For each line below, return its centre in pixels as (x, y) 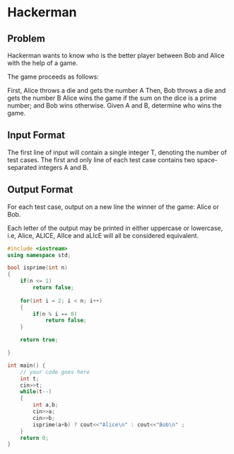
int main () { (27, 365)
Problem (27, 39)
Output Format (40, 189)
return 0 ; (35, 438)
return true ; (39, 340)
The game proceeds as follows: (53, 76)
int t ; (30, 379)
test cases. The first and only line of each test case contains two (101, 159)
